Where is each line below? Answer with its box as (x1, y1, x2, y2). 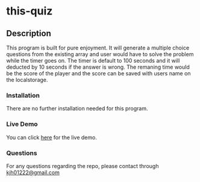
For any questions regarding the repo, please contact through (6, 162, 159, 169)
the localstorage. (6, 77, 48, 83)
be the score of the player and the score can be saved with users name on (6, 70, 191, 77)
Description (6, 28, 51, 39)
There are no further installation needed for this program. (6, 105, 148, 112)
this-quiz (6, 4, 53, 18)
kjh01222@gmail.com (6, 169, 60, 176)
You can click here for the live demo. (6, 134, 98, 141)
